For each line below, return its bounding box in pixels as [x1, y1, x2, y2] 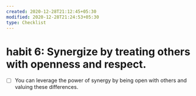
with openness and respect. [6, 57, 147, 71]
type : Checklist [6, 19, 46, 25]
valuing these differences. [14, 84, 79, 91]
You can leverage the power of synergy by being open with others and [14, 77, 187, 84]
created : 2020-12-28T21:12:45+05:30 [6, 8, 97, 15]
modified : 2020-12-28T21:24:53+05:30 [6, 14, 99, 20]
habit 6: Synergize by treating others [6, 45, 191, 58]
